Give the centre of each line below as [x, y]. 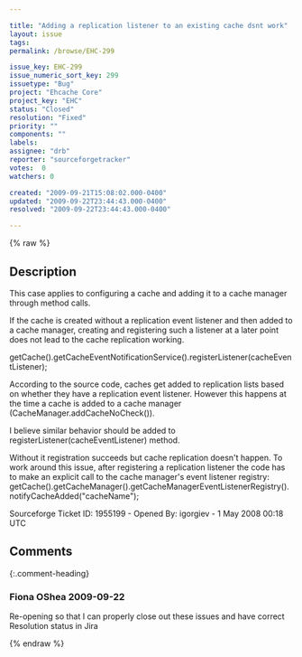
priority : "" [34, 126]
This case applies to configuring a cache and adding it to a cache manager [148, 293]
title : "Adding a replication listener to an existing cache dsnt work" [149, 25]
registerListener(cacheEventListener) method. [95, 440]
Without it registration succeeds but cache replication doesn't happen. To [146, 457]
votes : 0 [28, 168]
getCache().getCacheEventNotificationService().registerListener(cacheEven [151, 357]
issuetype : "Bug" [42, 84]
